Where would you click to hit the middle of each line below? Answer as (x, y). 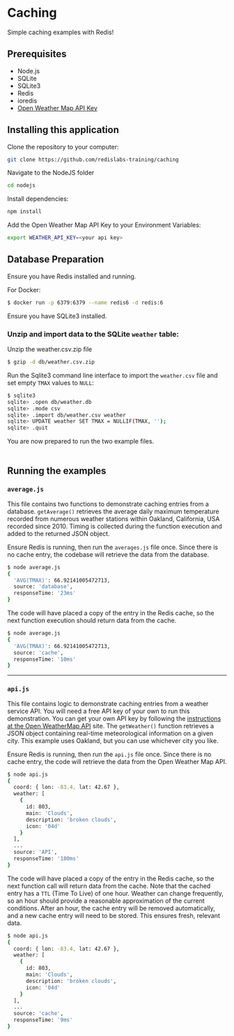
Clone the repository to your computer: (63, 147)
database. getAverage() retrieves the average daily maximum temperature (113, 511)
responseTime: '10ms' (45, 659)
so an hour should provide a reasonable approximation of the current (106, 901)
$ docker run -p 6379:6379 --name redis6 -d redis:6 (85, 302)
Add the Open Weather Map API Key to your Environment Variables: (104, 225)
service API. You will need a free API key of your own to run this (99, 711)
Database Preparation (56, 260)
